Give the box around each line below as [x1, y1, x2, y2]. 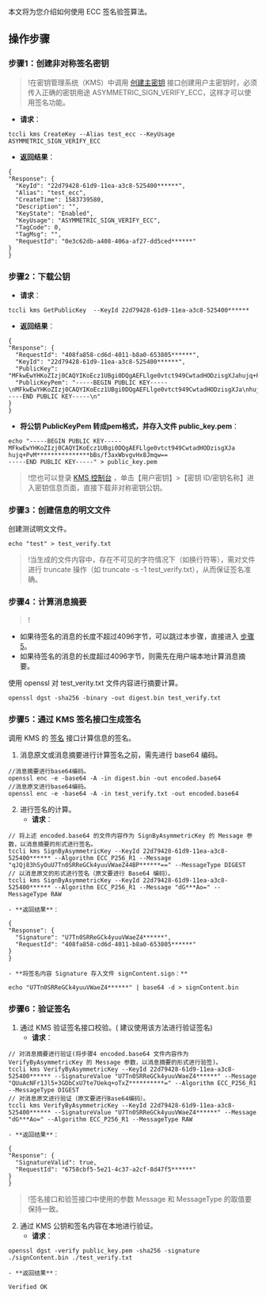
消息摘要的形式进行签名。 [25, 840, 97, 848]
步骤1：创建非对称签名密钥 [8, 58, 109, 69]
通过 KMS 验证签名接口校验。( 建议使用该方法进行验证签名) [19, 1023, 213, 1033]
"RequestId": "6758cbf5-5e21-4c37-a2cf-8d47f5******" [15, 1165, 196, 1174]
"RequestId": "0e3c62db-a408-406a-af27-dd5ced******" [15, 237, 196, 245]
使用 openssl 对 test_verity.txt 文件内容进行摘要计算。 [8, 677, 182, 688]
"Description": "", [15, 202, 80, 210]
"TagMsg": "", [15, 230, 62, 238]
